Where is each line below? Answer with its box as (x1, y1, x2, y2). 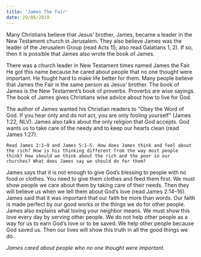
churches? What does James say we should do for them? (6, 158, 146, 164)
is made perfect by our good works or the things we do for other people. (6, 201, 185, 208)
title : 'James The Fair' (6, 8, 68, 15)
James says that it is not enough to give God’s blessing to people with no (6, 169, 187, 176)
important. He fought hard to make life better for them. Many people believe (6, 74, 193, 82)
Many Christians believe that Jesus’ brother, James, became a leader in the (6, 31, 193, 38)
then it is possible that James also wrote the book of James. (6, 50, 155, 57)
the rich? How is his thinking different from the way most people (6, 148, 179, 154)
